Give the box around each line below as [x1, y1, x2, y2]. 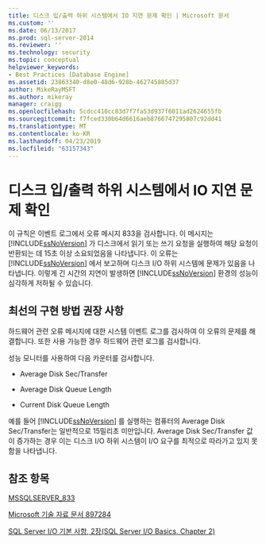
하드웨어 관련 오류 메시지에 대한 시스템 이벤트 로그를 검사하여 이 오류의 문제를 [8, 326, 248, 336]
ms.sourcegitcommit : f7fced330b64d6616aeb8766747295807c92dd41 [8, 115, 222, 123]
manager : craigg [8, 100, 62, 108]
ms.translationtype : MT [8, 122, 87, 130]
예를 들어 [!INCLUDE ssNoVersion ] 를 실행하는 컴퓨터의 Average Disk [8, 416, 226, 426]
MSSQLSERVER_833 [8, 493, 75, 503]
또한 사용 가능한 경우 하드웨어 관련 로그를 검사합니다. [37, 337, 201, 346]
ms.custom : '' [8, 19, 56, 27]
